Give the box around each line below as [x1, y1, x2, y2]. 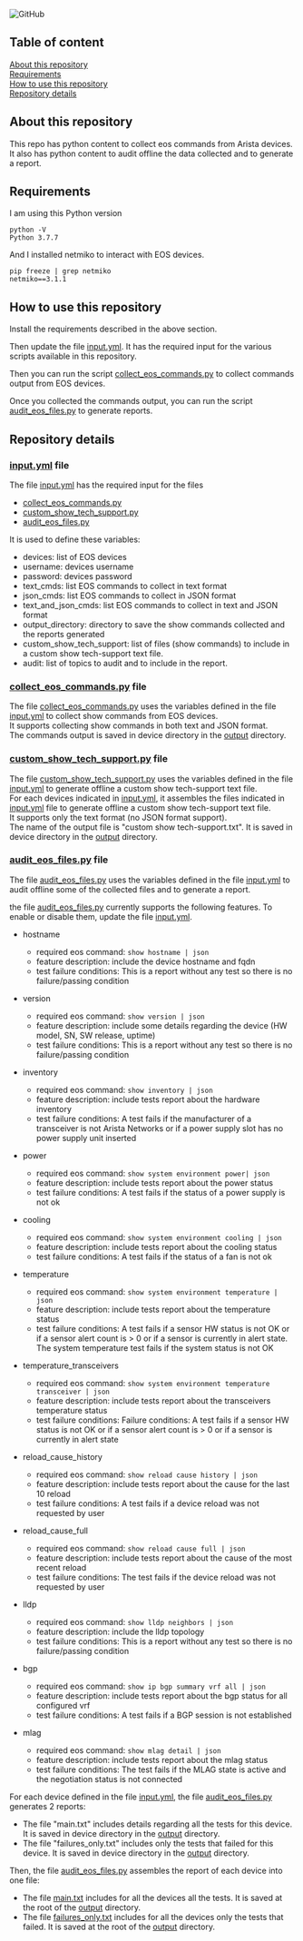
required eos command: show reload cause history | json [35, 1469, 259, 1480]
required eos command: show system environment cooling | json [35, 1231, 283, 1243]
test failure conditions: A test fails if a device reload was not [35, 1498, 260, 1509]
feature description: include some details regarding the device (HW [35, 1020, 288, 1030]
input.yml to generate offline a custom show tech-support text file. [9, 783, 258, 793]
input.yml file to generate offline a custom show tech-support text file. [9, 802, 271, 813]
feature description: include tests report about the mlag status [35, 1754, 269, 1765]
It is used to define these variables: [9, 534, 141, 545]
